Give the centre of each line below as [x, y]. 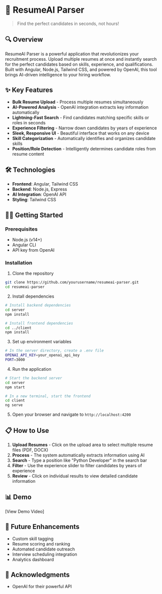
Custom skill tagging [33, 539]
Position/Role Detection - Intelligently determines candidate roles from [84, 148]
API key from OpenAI [33, 250]
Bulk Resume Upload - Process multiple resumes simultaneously [78, 102]
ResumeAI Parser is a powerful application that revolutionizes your [72, 54]
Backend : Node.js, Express [40, 189]
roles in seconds [29, 122]
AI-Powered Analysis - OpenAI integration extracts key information [80, 107]
